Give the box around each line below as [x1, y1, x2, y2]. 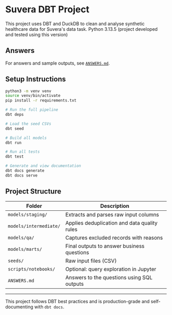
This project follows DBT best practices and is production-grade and [5, 298, 150, 304]
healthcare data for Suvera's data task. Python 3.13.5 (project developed [5, 26, 158, 32]
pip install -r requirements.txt [5, 98, 77, 103]
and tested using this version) [5, 31, 68, 37]
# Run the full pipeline [5, 107, 58, 112]
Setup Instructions [5, 75, 66, 84]
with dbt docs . [34, 304, 64, 310]
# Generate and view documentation [5, 163, 81, 169]
